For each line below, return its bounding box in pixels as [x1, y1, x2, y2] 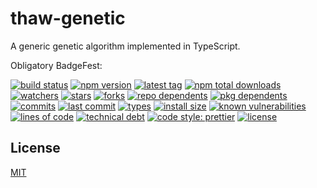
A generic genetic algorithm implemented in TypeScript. [10, 40, 241, 52]
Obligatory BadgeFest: [10, 59, 103, 71]
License [10, 140, 61, 157]
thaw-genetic [10, 7, 126, 30]
